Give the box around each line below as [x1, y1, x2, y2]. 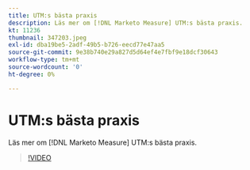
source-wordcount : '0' [8, 63, 83, 71]
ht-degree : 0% [8, 70, 56, 78]
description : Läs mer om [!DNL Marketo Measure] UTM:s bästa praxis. [8, 19, 244, 27]
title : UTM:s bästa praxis [8, 11, 98, 20]
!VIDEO [27, 153, 52, 162]
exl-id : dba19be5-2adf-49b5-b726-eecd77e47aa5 [8, 41, 165, 49]
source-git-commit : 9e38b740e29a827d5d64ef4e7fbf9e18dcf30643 [8, 48, 218, 56]
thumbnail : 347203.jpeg [8, 33, 87, 42]
